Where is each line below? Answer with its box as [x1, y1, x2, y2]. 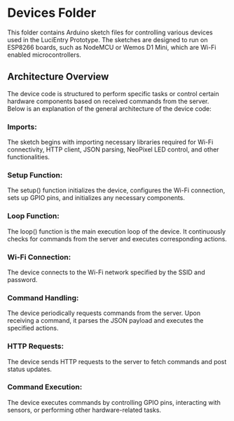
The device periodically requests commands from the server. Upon [7, 309, 201, 317]
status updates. [7, 365, 53, 373]
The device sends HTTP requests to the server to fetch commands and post [7, 357, 227, 366]
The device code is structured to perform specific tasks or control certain [7, 89, 219, 98]
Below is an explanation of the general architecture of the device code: [7, 104, 212, 113]
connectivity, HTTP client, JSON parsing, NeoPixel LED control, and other [7, 145, 219, 154]
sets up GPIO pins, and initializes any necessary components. [7, 194, 186, 202]
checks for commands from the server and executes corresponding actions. [7, 234, 228, 243]
